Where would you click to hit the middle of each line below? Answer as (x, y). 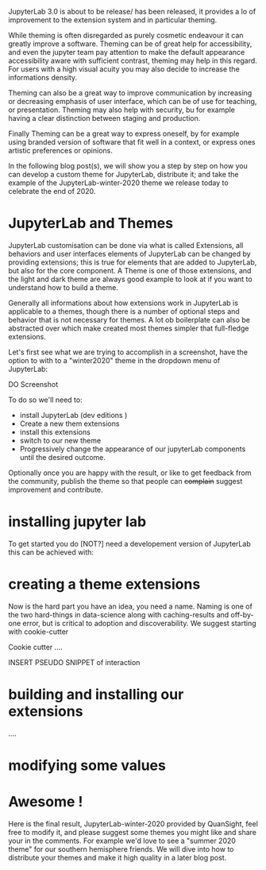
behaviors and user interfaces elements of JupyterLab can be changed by (130, 253)
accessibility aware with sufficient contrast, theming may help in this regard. (133, 60)
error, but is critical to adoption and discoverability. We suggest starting (139, 623)
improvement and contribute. (56, 489)
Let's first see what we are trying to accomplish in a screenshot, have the (128, 352)
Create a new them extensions (69, 423)
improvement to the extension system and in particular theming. (113, 20)
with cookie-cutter (39, 632)
